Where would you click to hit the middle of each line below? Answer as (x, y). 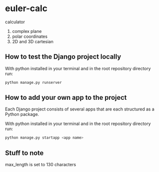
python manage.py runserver (34, 82)
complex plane (27, 31)
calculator (15, 22)
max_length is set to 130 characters (41, 165)
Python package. (22, 114)
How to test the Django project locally (63, 57)
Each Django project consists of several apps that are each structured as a (80, 109)
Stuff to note (24, 153)
